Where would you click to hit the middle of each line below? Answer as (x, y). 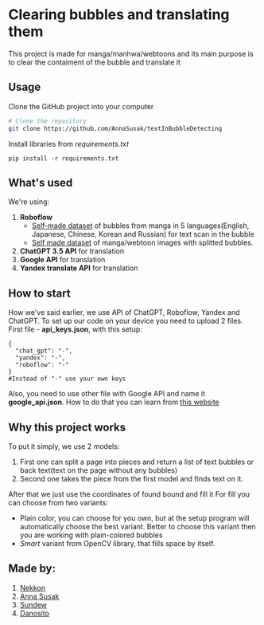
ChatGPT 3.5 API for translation (72, 251)
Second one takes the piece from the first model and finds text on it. (132, 478)
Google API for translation (62, 260)
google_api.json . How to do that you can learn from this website (114, 402)
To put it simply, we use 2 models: (64, 446)
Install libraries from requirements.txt (69, 143)
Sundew (33, 604)
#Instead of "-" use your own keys (67, 379)
